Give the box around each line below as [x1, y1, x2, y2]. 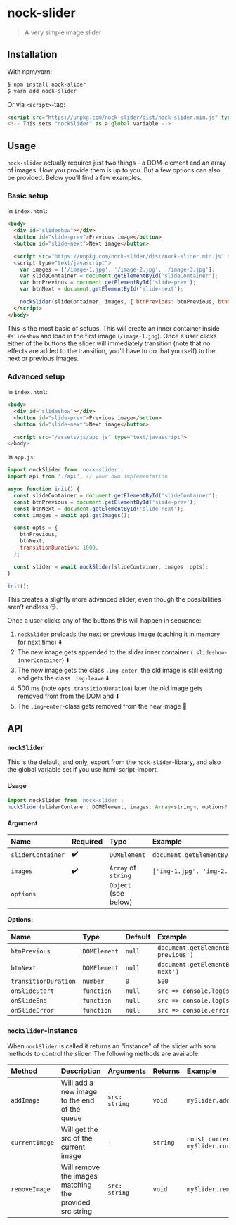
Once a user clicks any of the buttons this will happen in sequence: [7, 616, 202, 625]
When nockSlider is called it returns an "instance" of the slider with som [7, 1041, 216, 1050]
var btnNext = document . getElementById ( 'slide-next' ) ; [20, 286, 184, 293]
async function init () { [7, 485, 80, 493]
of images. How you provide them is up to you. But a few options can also [7, 166, 221, 174]
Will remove [60, 1162, 100, 1172]
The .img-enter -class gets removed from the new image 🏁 [17, 702, 188, 711]
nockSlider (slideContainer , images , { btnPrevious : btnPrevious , [20, 298, 216, 305]
